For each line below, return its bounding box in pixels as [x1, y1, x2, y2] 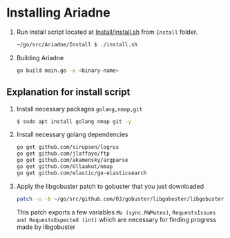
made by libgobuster [16, 223, 76, 231]
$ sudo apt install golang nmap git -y [16, 118, 132, 125]
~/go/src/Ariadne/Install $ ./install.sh [16, 41, 137, 48]
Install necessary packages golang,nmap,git [16, 104, 143, 113]
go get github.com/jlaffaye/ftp [16, 150, 110, 157]
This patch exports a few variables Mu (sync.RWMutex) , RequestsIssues [16, 208, 216, 216]
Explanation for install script [6, 86, 131, 98]
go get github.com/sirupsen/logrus [16, 144, 119, 151]
